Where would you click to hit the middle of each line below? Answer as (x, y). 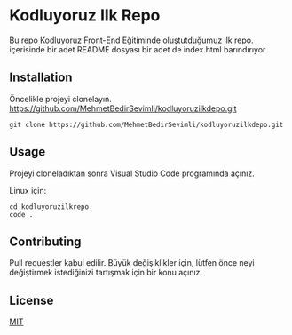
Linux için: (28, 190)
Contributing (45, 241)
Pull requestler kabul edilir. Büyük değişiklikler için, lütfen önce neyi (132, 263)
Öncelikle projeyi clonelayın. (61, 99)
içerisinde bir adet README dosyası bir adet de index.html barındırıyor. (138, 49)
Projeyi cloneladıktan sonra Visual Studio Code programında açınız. (132, 173)
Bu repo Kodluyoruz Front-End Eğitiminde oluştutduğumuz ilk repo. (131, 40)
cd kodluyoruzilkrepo (49, 207)
